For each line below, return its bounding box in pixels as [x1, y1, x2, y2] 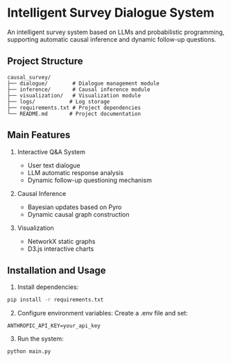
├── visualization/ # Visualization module [7, 92, 141, 99]
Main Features [7, 129, 71, 141]
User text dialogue [27, 161, 81, 170]
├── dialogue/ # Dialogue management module [7, 80, 160, 87]
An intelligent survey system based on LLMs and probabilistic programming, [7, 28, 225, 36]
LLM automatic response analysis [27, 168, 123, 176]
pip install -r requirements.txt [7, 297, 104, 304]
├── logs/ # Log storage [7, 98, 110, 105]
